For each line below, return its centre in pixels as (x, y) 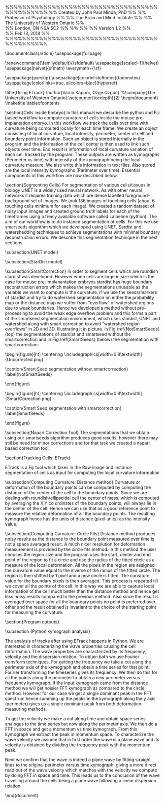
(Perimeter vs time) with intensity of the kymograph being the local (73, 160)
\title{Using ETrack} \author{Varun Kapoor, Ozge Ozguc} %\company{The (80, 92)
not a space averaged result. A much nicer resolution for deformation (75, 544)
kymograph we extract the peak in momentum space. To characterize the (80, 734)
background (17, 201)
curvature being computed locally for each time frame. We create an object (82, 128)
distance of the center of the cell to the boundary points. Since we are (76, 493)
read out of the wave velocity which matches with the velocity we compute (81, 770)
